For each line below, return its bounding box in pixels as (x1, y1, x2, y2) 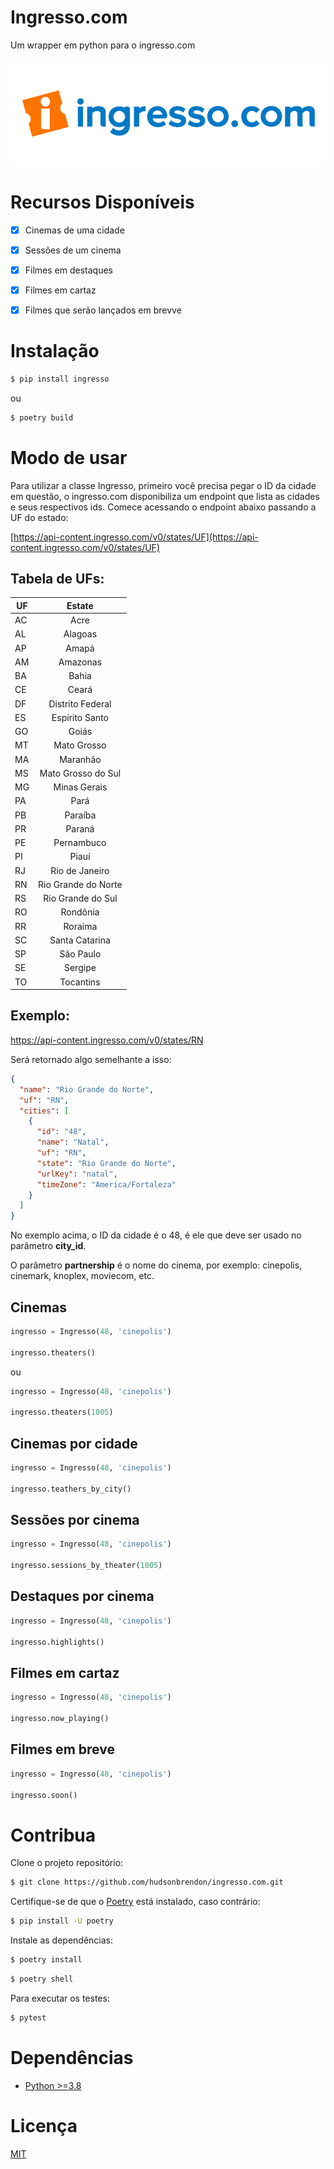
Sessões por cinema (10, 1512, 140, 1529)
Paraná (65, 822, 95, 835)
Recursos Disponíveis (10, 191, 195, 213)
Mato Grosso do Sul (39, 767, 122, 779)
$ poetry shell (10, 1974, 74, 1984)
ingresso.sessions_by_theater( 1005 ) (10, 1561, 163, 1571)
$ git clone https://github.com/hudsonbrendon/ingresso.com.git (10, 1877, 284, 1888)
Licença (10, 2114, 78, 2137)
